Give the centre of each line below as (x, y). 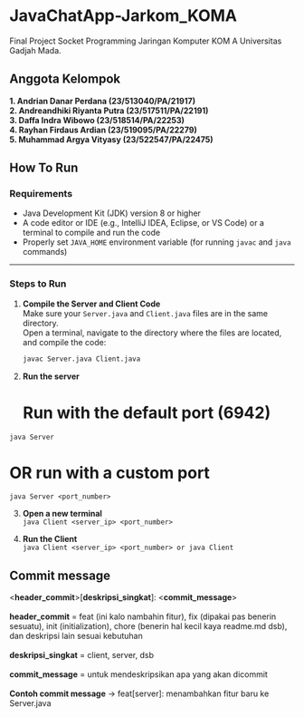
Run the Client (50, 539)
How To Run (44, 168)
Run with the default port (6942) (147, 412)
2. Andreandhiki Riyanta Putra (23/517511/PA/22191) (109, 111)
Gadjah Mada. (35, 50)
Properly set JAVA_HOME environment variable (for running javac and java (157, 242)
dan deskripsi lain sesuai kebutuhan (76, 636)
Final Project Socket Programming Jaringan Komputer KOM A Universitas (146, 41)
